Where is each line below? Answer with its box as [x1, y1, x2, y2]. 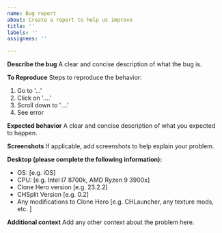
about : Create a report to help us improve [7, 16, 133, 23]
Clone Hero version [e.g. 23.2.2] [16, 183, 108, 191]
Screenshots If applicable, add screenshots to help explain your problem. [7, 142, 214, 150]
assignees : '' [7, 36, 48, 42]
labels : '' [7, 29, 38, 36]
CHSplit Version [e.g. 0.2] [16, 191, 89, 199]
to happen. [7, 129, 38, 137]
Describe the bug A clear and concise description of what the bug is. [7, 60, 202, 68]
